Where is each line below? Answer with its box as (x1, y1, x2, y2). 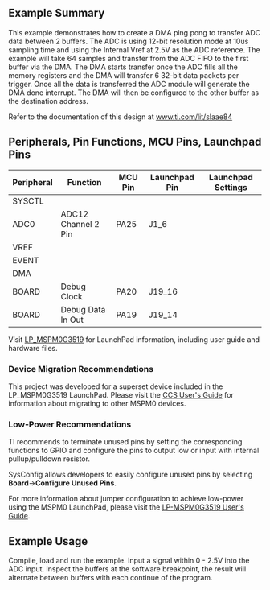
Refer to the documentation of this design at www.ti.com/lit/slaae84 (8, 112, 233, 122)
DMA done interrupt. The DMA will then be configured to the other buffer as (8, 88, 260, 97)
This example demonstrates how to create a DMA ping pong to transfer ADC (8, 27, 261, 37)
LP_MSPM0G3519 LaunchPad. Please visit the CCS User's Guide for (8, 390, 235, 399)
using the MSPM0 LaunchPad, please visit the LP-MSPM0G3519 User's (8, 502, 245, 512)
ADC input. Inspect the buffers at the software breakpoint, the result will (8, 564, 247, 574)
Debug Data (60, 303, 106, 315)
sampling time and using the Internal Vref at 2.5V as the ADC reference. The (8, 44, 260, 55)
